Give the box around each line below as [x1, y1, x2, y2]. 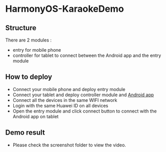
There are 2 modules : [5, 37, 52, 43]
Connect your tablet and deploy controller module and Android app [12, 92, 154, 98]
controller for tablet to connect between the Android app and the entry [12, 52, 161, 58]
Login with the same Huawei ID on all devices [12, 102, 109, 108]
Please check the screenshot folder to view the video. [12, 142, 126, 148]
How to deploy [5, 73, 53, 81]
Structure [5, 24, 37, 32]
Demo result [5, 128, 45, 137]
